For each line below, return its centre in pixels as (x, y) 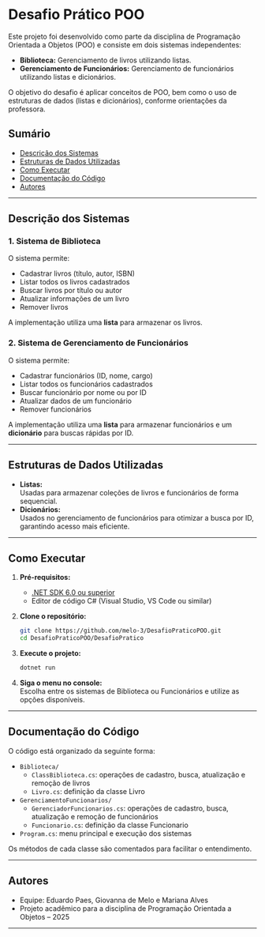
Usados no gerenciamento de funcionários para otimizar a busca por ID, (137, 517)
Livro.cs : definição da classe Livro (88, 791)
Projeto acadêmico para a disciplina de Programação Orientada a (125, 908)
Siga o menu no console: (61, 683)
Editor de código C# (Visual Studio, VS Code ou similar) (121, 601)
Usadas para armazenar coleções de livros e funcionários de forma (129, 492)
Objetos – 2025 (44, 916)
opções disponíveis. (52, 699)
